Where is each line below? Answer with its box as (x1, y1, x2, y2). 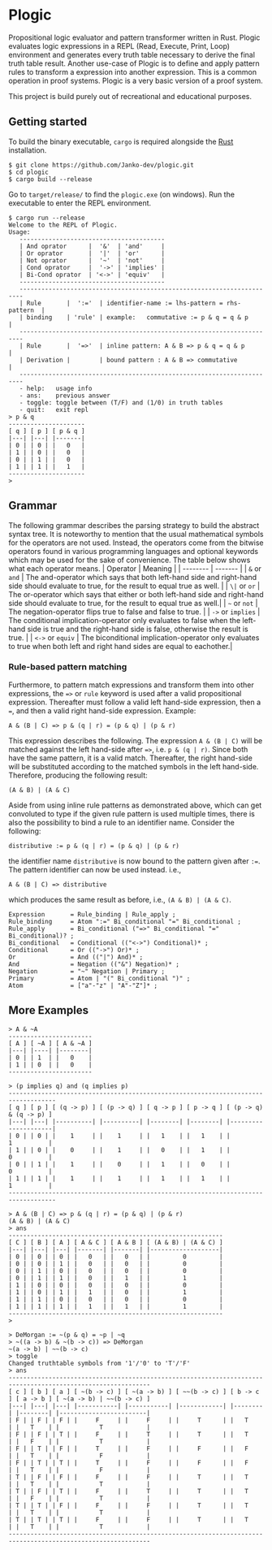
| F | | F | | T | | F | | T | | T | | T (8, 1430, 249, 1439)
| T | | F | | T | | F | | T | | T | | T (8, 1487, 249, 1496)
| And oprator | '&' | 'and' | (19, 242, 165, 250)
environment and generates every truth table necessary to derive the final (8, 50, 256, 59)
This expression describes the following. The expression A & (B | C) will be (8, 735, 263, 745)
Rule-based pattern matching (8, 661, 127, 673)
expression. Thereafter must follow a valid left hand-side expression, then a (8, 697, 261, 707)
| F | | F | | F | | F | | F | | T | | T (8, 1416, 249, 1424)
